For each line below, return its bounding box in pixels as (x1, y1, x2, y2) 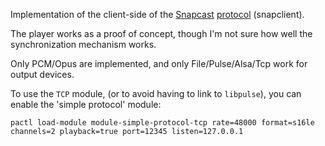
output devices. (10, 69, 75, 80)
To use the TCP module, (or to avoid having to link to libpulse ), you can (10, 88, 302, 99)
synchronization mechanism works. (10, 39, 157, 50)
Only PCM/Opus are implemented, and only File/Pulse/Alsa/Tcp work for (10, 58, 308, 69)
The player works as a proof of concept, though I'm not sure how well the (10, 28, 313, 39)
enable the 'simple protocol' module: (10, 99, 162, 110)
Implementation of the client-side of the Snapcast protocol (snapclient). (10, 9, 305, 20)
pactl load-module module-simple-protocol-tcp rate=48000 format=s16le (10, 118, 315, 128)
